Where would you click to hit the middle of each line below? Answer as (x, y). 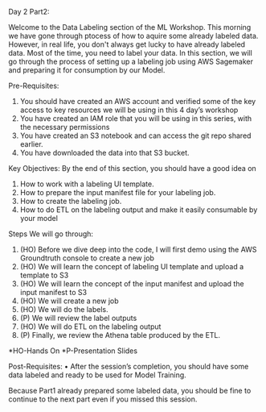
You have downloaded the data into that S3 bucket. (105, 153)
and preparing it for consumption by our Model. (87, 70)
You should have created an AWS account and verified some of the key (138, 101)
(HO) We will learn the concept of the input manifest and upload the (132, 284)
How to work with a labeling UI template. (87, 184)
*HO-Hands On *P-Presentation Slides (73, 351)
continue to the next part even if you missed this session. (103, 399)
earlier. (31, 144)
